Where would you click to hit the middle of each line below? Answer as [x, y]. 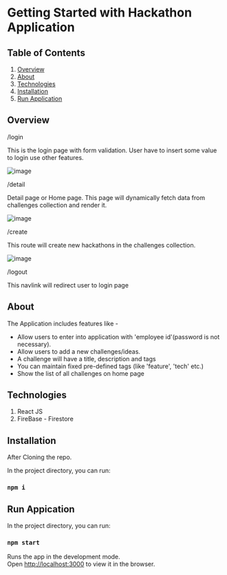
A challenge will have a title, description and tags [86, 359]
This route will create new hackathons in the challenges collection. [101, 245]
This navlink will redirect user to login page [68, 285]
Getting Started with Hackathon [100, 13]
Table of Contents [46, 53]
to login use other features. [45, 157]
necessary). [34, 344]
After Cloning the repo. [40, 457]
